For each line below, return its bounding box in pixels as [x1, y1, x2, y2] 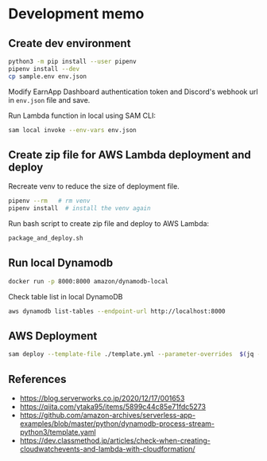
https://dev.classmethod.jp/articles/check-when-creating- [19, 436, 211, 445]
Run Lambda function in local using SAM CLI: [8, 111, 157, 120]
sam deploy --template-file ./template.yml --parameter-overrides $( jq [8, 350, 254, 358]
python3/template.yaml [19, 428, 97, 436]
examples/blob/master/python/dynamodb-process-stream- [19, 419, 215, 428]
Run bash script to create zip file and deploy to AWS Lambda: [8, 219, 209, 229]
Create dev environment [8, 37, 131, 50]
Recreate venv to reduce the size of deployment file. [8, 182, 180, 191]
